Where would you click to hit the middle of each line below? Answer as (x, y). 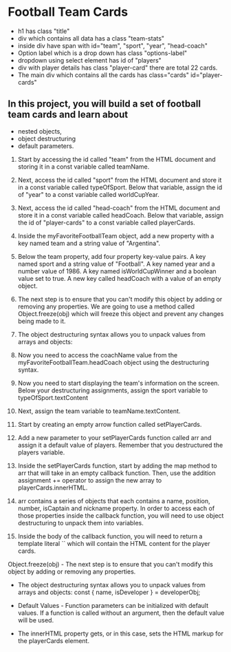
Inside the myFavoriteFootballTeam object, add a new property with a (116, 235)
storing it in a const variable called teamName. (84, 167)
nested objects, (40, 131)
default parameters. (46, 146)
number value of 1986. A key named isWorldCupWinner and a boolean (117, 271)
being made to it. (42, 321)
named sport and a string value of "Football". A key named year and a (116, 264)
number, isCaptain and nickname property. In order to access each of (116, 508)
